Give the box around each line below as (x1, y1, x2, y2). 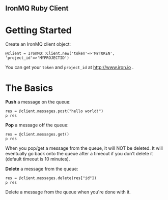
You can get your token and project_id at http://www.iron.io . (5, 64, 134, 71)
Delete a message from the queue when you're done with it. (5, 189, 131, 195)
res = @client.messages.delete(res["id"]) (5, 176, 97, 181)
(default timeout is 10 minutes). (5, 156, 70, 162)
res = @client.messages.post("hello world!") (5, 109, 103, 114)
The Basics (5, 82, 53, 93)
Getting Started (5, 24, 72, 36)
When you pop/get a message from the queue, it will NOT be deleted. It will (5, 145, 163, 151)
